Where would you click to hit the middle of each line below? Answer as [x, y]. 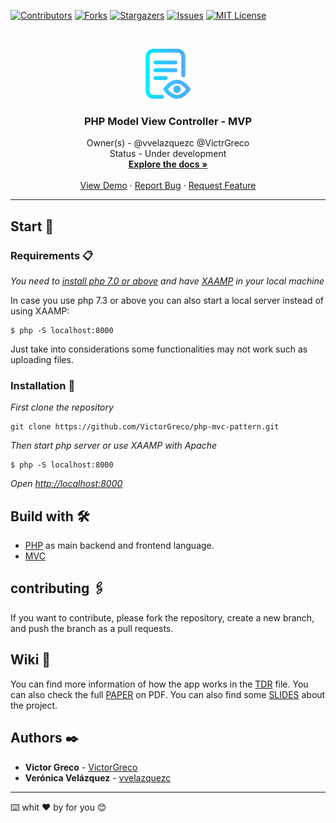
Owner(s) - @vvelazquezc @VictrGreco [168, 143]
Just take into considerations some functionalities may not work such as [159, 349]
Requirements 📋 [52, 255]
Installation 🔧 [43, 385]
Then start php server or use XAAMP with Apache [113, 446]
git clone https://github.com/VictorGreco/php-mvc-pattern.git [145, 427]
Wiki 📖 [31, 660]
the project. [34, 705]
